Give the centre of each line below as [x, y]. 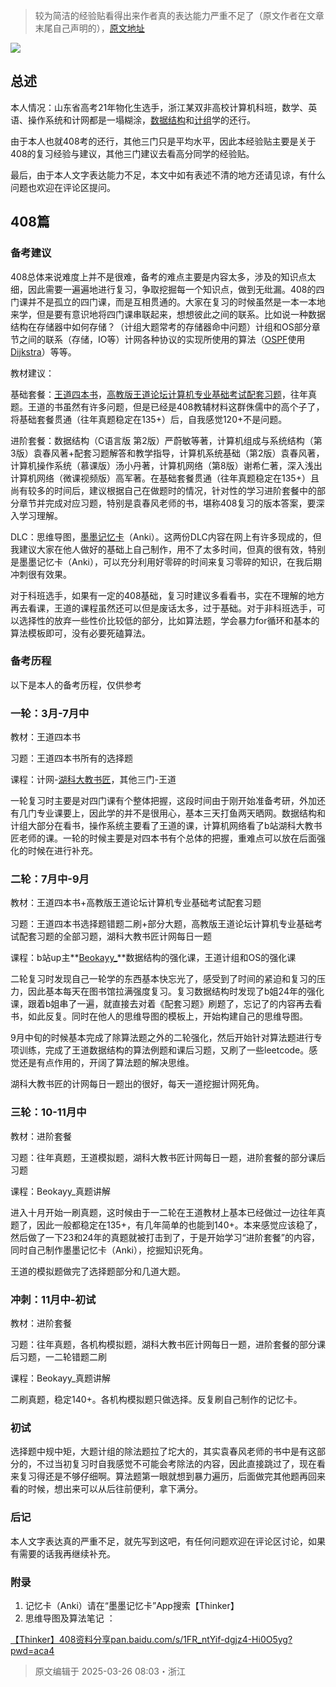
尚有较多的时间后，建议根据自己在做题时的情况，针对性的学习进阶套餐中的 [163, 490]
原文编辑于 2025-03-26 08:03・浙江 [110, 1671]
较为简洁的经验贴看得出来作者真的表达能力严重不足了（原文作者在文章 [179, 15]
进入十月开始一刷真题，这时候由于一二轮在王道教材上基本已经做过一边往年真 [168, 1212]
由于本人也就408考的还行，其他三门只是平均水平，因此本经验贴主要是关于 [163, 141]
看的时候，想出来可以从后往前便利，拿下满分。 [106, 1489]
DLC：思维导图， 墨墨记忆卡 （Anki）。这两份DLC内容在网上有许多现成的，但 [166, 536]
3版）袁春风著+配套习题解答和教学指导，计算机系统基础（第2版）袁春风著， [167, 453]
